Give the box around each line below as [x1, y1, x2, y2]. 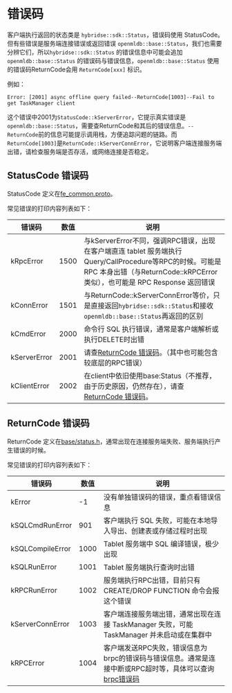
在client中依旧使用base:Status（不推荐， [84, 371, 216, 380]
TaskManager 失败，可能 [112, 620, 193, 629]
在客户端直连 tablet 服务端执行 [84, 246, 182, 256]
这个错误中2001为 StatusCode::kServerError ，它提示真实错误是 [7, 112, 186, 121]
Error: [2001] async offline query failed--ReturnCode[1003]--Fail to [7, 94, 215, 100]
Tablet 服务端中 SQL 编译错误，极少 [103, 538, 220, 548]
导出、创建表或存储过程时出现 [110, 526, 208, 536]
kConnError [10, 300, 48, 310]
